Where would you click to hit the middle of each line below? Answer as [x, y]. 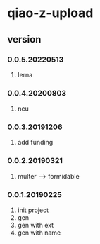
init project [33, 210]
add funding [35, 143]
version [24, 39]
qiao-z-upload [50, 13]
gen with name [39, 233]
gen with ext [36, 226]
